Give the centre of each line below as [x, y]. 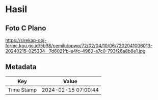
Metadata [21, 67]
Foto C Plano [26, 28]
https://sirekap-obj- [26, 40]
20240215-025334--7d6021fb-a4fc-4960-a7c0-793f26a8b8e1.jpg [75, 51]
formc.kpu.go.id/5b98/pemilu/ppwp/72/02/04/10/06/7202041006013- [79, 46]
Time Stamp [22, 90]
